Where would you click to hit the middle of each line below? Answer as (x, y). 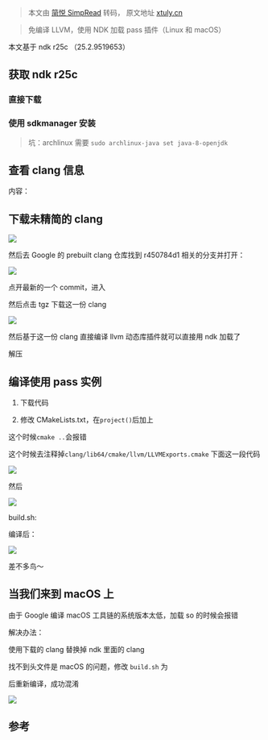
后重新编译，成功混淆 (43, 684)
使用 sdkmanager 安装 (52, 123)
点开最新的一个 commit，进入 (57, 287)
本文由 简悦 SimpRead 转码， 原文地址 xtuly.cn (105, 12)
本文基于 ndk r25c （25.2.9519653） (69, 47)
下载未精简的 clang (56, 219)
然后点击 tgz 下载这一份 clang (58, 305)
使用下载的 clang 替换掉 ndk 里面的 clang (76, 649)
